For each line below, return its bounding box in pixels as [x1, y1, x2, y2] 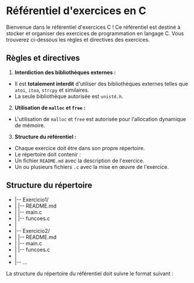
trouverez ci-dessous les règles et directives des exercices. [6, 36, 150, 43]
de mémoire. [14, 122, 46, 129]
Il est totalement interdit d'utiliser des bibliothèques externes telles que [14, 80, 189, 87]
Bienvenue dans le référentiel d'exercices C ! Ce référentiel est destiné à [6, 24, 181, 31]
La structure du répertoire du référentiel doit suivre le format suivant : [6, 269, 173, 277]
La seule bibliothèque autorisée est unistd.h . [14, 92, 124, 99]
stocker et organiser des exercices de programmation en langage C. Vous [6, 29, 184, 36]
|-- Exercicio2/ [14, 227, 50, 234]
